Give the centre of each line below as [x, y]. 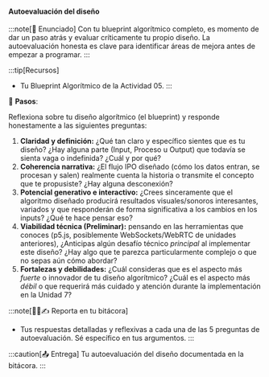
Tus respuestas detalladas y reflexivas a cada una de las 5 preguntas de [140, 330]
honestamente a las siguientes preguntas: [78, 125]
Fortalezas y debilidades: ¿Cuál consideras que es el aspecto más [131, 269]
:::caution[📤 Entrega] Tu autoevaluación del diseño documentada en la [126, 354]
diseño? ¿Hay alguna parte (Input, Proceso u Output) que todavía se [132, 150]
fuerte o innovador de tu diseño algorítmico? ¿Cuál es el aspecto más [135, 278]
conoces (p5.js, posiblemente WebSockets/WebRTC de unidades [128, 235]
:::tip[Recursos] [34, 70]
